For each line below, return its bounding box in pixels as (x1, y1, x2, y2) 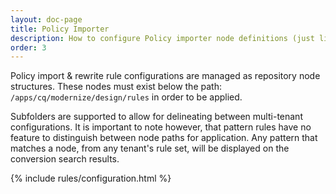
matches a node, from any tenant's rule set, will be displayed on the (10, 142, 290, 155)
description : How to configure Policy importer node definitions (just (10, 33, 315, 43)
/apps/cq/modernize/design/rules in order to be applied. (10, 91, 243, 103)
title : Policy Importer (10, 24, 110, 34)
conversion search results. (10, 153, 120, 165)
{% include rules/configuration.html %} (10, 172, 172, 185)
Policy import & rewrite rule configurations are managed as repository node (10, 70, 321, 82)
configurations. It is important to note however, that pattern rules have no (10, 121, 312, 133)
